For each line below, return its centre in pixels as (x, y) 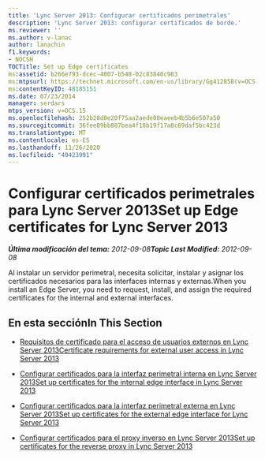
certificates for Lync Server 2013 (118, 228)
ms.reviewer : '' (35, 30)
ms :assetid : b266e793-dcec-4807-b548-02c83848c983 (93, 74)
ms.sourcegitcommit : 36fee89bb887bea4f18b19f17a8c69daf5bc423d (114, 125)
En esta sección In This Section (86, 323)
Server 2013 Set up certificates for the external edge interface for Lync (134, 414)
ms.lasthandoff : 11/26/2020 (54, 147)
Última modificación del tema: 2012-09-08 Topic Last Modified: (114, 249)
